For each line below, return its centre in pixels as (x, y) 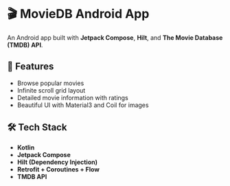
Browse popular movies (50, 83)
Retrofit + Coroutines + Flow (58, 169)
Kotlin (26, 147)
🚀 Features (31, 67)
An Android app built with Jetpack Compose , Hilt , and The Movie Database (115, 37)
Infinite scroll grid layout (51, 90)
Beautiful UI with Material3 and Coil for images (83, 105)
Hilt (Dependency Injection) (57, 162)
